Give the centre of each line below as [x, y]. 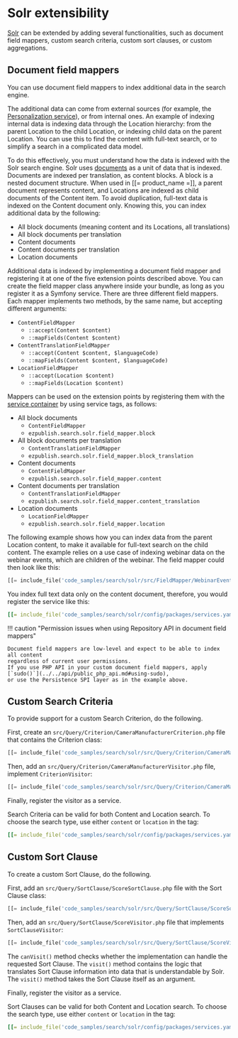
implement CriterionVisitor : [50, 774]
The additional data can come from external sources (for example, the [109, 109]
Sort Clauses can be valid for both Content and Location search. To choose [117, 1006]
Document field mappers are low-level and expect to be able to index [114, 649]
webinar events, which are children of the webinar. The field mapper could [116, 560]
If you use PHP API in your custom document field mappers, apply [107, 667]
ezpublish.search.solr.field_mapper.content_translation [114, 501]
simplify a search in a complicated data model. [75, 146]
